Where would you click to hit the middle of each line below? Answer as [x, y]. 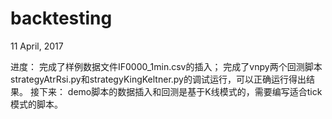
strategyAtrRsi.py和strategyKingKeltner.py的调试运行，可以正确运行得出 [158, 79]
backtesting [61, 18]
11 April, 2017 [37, 46]
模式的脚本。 [36, 104]
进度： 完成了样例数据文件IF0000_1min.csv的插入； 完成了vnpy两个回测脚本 [166, 66]
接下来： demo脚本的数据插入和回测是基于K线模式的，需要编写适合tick [176, 91]
